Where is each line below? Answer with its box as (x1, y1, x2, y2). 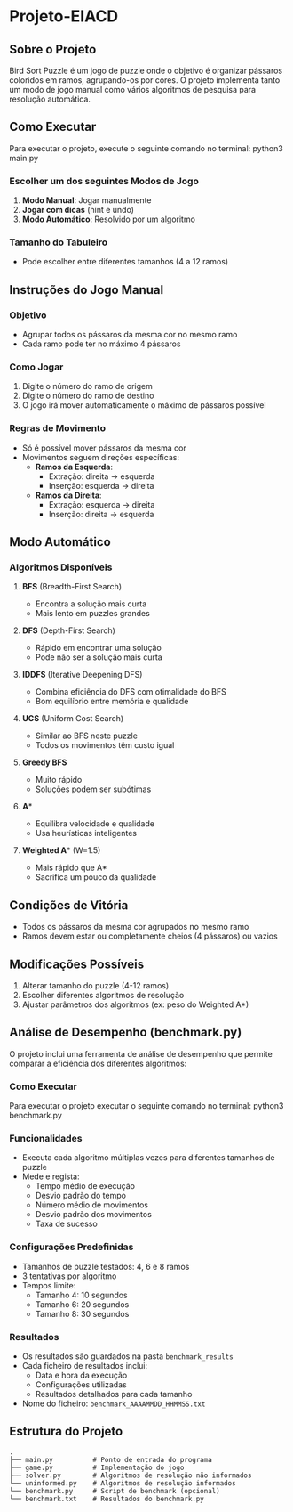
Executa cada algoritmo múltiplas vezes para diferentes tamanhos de (21, 1152, 275, 1163)
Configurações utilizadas (35, 1379, 127, 1390)
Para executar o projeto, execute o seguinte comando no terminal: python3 (9, 142, 284, 153)
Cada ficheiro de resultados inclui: (21, 1361, 148, 1370)
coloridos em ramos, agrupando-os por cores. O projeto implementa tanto (9, 75, 281, 85)
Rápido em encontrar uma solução (35, 643, 162, 654)
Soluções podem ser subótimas (35, 784, 152, 794)
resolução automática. (9, 93, 91, 104)
